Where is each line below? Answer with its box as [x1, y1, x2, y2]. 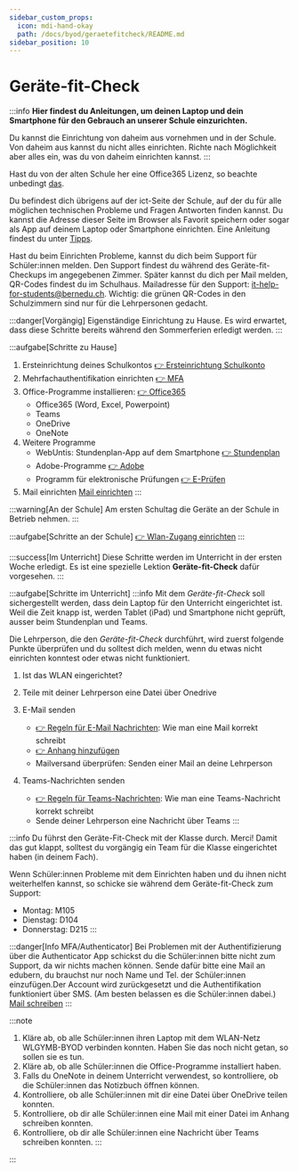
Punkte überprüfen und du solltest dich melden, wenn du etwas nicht [9, 643, 262, 654]
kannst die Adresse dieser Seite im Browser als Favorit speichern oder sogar [9, 215, 290, 225]
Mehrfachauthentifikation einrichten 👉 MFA [21, 373, 184, 384]
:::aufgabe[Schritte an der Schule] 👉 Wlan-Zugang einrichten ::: [9, 531, 246, 542]
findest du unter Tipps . [9, 234, 93, 244]
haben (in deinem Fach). [9, 852, 99, 863]
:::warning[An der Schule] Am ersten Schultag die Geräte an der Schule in [9, 504, 280, 515]
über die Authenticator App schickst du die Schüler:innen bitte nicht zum [9, 951, 276, 962]
